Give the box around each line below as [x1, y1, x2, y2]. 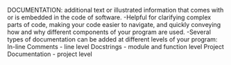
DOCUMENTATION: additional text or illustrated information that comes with [7, 6, 224, 14]
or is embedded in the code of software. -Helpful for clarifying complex [7, 13, 212, 21]
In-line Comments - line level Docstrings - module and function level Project [7, 43, 224, 50]
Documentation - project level [7, 50, 92, 58]
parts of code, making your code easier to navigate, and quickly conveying [7, 21, 221, 28]
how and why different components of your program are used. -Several [7, 28, 212, 36]
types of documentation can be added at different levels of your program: [7, 35, 218, 44]
